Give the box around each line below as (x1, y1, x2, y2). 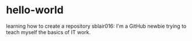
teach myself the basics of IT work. (6, 28, 91, 35)
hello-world (6, 3, 64, 17)
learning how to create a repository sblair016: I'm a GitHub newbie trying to (6, 23, 187, 29)
